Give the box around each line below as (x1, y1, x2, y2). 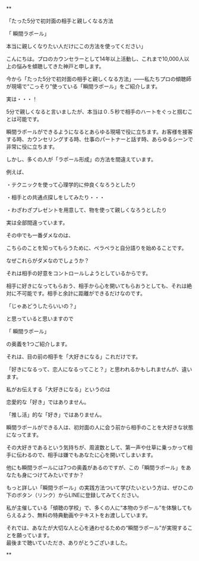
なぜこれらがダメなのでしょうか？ (6, 257, 90, 264)
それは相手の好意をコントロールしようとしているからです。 (6, 270, 151, 276)
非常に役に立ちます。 (6, 143, 58, 150)
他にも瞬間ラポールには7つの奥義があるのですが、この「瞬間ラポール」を (6, 464, 186, 471)
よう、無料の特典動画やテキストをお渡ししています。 (21, 512, 151, 519)
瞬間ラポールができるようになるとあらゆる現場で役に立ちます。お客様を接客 (6, 128, 193, 135)
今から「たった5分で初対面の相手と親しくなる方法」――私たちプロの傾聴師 (6, 76, 192, 82)
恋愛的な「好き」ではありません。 (6, 398, 90, 406)
